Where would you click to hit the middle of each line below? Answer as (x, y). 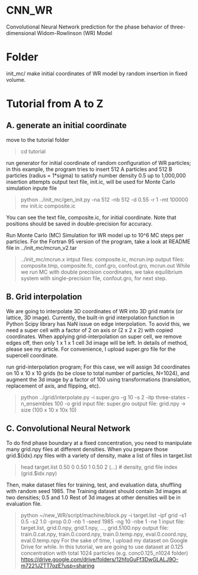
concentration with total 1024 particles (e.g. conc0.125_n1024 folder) (104, 553)
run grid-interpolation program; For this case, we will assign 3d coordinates (98, 367)
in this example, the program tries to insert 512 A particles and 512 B (89, 169)
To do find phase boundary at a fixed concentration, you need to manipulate (99, 443)
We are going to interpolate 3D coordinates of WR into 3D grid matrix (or (95, 311)
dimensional (21, 33)
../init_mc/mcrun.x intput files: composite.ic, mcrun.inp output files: (103, 259)
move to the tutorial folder (38, 139)
